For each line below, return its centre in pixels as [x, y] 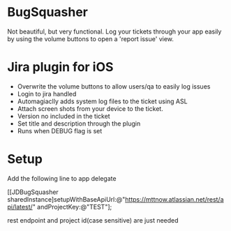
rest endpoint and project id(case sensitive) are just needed [93, 220]
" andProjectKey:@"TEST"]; [72, 207]
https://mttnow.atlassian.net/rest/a [175, 199]
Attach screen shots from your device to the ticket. [90, 108]
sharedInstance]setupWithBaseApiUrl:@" [66, 199]
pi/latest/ [20, 207]
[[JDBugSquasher [33, 192]
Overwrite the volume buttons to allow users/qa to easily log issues [114, 86]
